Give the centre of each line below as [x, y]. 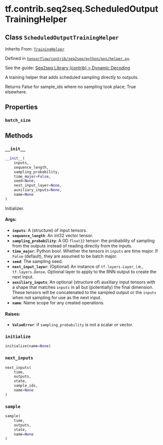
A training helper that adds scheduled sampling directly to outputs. [72, 77]
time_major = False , [32, 176]
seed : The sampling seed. [37, 261]
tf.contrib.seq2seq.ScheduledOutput [82, 9]
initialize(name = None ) [28, 346]
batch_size [18, 121]
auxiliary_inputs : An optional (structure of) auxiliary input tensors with [84, 282]
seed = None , [25, 181]
